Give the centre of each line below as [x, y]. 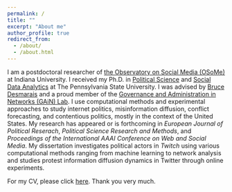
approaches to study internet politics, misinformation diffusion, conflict [108, 109]
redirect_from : [29, 40]
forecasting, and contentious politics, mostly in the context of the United [110, 116]
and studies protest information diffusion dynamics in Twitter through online [115, 160]
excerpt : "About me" [37, 26]
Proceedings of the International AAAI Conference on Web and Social [107, 138]
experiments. [26, 168]
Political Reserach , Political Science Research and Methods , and [99, 131]
